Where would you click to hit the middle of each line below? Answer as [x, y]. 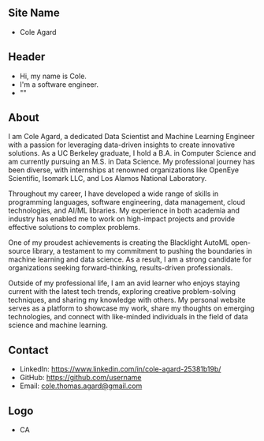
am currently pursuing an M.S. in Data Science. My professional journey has [132, 162]
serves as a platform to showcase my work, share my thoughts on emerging [131, 308]
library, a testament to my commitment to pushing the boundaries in [142, 251]
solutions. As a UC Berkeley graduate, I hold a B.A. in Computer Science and [132, 153]
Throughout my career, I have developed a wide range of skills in [113, 194]
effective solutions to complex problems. [74, 228]
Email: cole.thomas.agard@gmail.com [81, 386]
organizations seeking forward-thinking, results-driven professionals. [121, 268]
